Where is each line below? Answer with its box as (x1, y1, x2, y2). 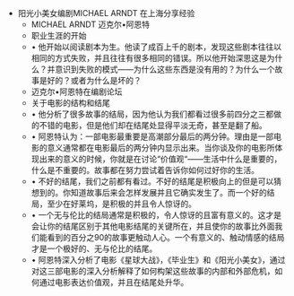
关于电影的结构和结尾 (30, 98, 110, 108)
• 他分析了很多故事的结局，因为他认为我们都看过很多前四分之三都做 (30, 109, 282, 119)
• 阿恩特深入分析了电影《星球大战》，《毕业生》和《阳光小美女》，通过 (30, 255, 286, 265)
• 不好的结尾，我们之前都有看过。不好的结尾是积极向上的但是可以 (30, 176, 274, 187)
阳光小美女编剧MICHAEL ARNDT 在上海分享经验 (17, 8, 195, 18)
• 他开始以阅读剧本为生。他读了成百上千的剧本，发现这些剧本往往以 (30, 41, 282, 52)
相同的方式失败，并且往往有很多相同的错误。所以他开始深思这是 (30, 53, 267, 63)
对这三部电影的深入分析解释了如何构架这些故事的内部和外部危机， (30, 266, 275, 276)
